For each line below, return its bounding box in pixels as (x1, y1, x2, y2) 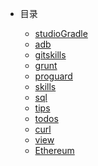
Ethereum (34, 145, 75, 156)
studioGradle (34, 28, 88, 39)
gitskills (34, 49, 67, 61)
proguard (34, 70, 73, 82)
